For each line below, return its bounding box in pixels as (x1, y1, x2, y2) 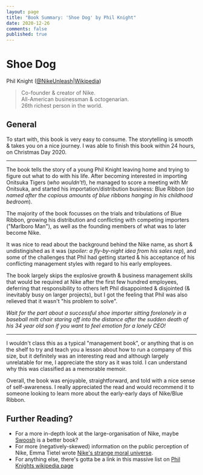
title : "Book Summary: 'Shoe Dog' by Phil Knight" (6, 15, 137, 21)
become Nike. (6, 229, 41, 236)
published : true (6, 31, 47, 38)
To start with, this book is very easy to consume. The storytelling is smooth (6, 136, 193, 143)
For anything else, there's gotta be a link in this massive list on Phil (14, 455, 181, 463)
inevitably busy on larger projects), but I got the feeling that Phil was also (6, 291, 188, 298)
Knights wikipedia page (14, 462, 74, 469)
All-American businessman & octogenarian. (21, 96, 129, 103)
